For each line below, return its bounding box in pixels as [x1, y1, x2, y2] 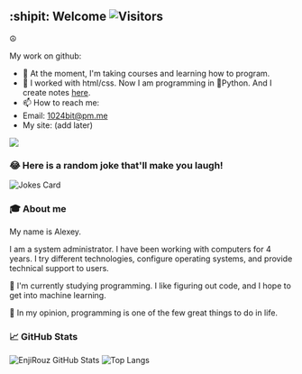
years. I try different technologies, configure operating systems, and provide [9, 253, 293, 264]
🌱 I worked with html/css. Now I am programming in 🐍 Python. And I [22, 78, 272, 88]
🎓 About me [9, 203, 67, 215]
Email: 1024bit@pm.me [22, 110, 108, 121]
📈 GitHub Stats [9, 331, 78, 343]
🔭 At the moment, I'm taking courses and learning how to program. [22, 68, 270, 78]
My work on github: [9, 50, 82, 61]
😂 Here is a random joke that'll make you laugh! [9, 159, 224, 171]
